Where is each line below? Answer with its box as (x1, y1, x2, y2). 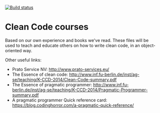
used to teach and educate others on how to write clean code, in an (5, 42, 140, 48)
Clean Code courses (5, 22, 89, 32)
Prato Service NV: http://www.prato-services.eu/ (12, 66, 110, 72)
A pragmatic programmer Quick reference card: (12, 97, 108, 103)
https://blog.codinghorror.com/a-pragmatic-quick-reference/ (12, 102, 134, 108)
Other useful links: (5, 57, 42, 63)
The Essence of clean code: (12, 71, 68, 77)
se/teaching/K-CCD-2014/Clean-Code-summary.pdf (12, 76, 117, 82)
